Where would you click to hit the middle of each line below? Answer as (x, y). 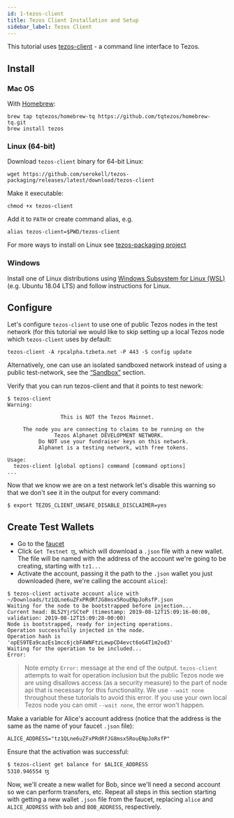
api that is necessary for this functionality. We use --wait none (114, 690)
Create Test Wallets (51, 527)
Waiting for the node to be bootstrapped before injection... (100, 606)
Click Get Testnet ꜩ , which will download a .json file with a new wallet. (120, 551)
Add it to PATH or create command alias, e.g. (70, 219)
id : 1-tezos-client (36, 14)
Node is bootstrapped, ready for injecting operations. (90, 624)
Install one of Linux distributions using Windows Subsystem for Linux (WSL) (116, 278)
